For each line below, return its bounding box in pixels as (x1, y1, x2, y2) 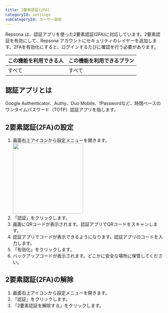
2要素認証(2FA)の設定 (5, 123, 74, 132)
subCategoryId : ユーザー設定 (5, 17, 62, 22)
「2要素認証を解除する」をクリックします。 (12, 302, 104, 308)
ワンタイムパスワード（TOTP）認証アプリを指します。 (5, 107, 119, 113)
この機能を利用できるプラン (68, 57, 135, 64)
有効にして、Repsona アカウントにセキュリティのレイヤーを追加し (14, 37, 153, 44)
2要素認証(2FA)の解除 (5, 276, 74, 284)
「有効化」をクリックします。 (12, 247, 75, 252)
